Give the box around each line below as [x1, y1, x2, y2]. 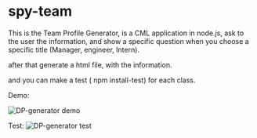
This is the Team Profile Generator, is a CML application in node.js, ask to [8, 28, 244, 38]
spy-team [8, 2, 73, 20]
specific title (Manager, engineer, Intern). [8, 45, 139, 54]
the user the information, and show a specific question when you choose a [8, 36, 249, 45]
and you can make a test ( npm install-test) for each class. [8, 75, 196, 85]
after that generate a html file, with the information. [8, 60, 172, 69]
